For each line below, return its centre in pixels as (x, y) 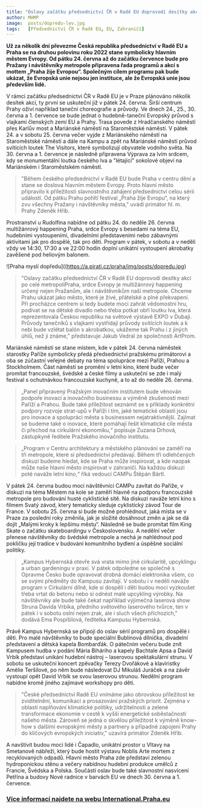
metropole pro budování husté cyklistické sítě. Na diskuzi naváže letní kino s (101, 499)
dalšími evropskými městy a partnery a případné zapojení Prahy (117, 727)
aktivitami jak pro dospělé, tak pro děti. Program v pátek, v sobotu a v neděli (101, 242)
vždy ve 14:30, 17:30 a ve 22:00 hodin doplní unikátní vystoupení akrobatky (100, 248)
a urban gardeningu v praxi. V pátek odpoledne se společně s (98, 568)
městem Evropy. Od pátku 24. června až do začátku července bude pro (97, 59)
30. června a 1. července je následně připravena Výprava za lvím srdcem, (98, 154)
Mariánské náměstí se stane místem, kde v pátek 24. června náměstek (94, 348)
